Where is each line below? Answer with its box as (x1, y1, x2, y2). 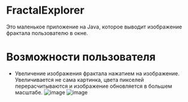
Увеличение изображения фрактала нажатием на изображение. (14, 69, 180, 77)
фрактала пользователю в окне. (6, 29, 89, 36)
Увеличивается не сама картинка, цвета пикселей (14, 76, 144, 83)
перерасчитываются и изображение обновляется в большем (14, 82, 172, 90)
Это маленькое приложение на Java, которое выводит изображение (6, 23, 183, 30)
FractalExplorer (6, 4, 85, 17)
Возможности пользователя (6, 50, 156, 64)
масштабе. (14, 88, 43, 95)
